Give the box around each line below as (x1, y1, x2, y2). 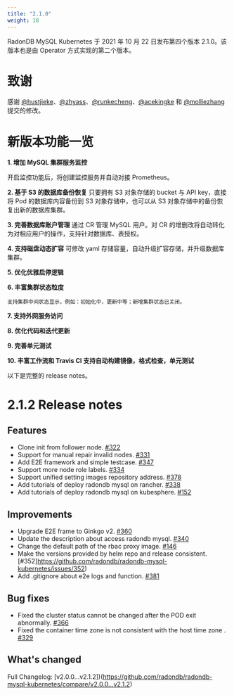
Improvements (7, 508, 72, 521)
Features (7, 424, 47, 436)
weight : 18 (7, 17, 39, 24)
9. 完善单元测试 (7, 342, 52, 350)
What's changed (7, 653, 82, 665)
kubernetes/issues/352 (17, 564, 85, 573)
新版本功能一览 (7, 134, 94, 150)
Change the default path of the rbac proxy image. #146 (17, 542, 177, 551)
